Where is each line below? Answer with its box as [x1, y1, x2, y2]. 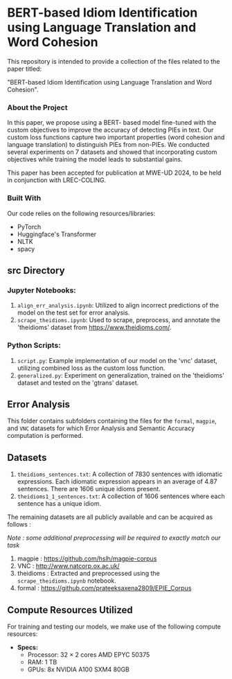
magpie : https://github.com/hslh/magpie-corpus [17, 554, 157, 563]
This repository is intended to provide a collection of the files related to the [7, 57, 220, 65]
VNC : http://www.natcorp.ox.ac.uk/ [17, 562, 120, 570]
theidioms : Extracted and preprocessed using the [17, 570, 161, 578]
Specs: [17, 643, 38, 651]
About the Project [7, 103, 68, 112]
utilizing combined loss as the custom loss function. [17, 364, 166, 372]
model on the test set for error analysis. [17, 308, 130, 317]
